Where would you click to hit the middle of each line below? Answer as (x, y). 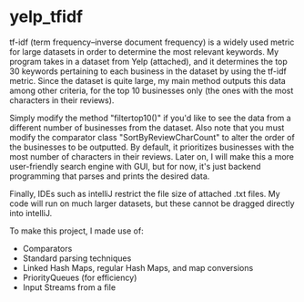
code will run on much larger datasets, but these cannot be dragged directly (152, 203)
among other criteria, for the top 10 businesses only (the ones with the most (152, 90)
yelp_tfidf (46, 17)
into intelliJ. (31, 213)
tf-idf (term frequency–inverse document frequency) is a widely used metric (152, 42)
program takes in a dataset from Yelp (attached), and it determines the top (149, 61)
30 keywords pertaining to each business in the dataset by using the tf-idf (148, 71)
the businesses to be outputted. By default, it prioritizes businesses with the (152, 147)
